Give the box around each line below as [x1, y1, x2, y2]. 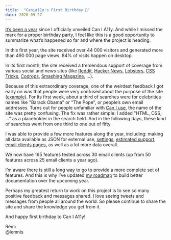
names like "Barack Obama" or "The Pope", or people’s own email [5, 99, 144, 105]
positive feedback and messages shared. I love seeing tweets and [5, 193, 144, 199]
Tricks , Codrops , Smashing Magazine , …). [5, 73, 93, 79]
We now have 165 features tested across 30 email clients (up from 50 [5, 151, 151, 157]
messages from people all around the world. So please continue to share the [5, 198, 166, 204]
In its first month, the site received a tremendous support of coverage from [5, 62, 163, 68]
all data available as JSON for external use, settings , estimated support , [5, 136, 156, 142]
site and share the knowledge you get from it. [5, 203, 101, 209]
